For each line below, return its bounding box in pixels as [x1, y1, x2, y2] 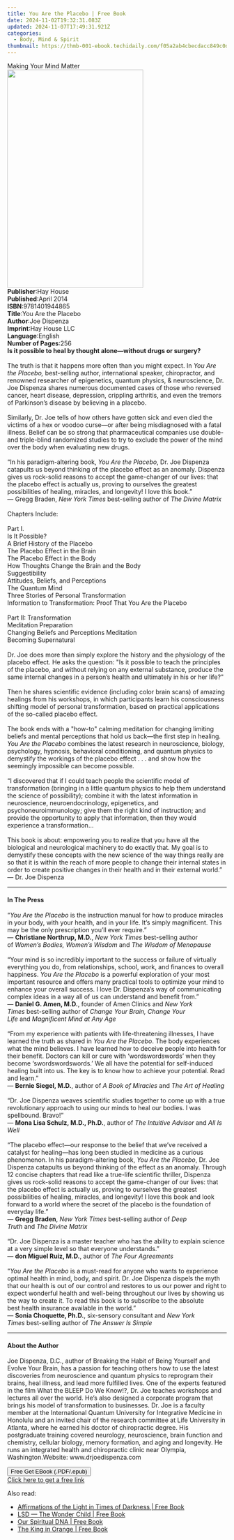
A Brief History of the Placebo [7, 539, 93, 548]
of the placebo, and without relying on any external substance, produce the [7, 666, 224, 673]
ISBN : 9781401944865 [7, 302, 70, 311]
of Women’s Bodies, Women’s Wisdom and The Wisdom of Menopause [7, 941, 212, 949]
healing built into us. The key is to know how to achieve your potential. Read [7, 1067, 225, 1075]
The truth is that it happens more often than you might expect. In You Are [7, 361, 217, 370]
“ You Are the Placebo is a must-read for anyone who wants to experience [7, 1267, 219, 1276]
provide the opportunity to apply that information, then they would [7, 814, 197, 822]
